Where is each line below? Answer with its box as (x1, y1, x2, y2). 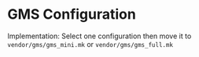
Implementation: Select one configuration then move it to (7, 31, 192, 41)
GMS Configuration (7, 5, 137, 23)
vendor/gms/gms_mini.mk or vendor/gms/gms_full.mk (7, 39, 174, 48)
